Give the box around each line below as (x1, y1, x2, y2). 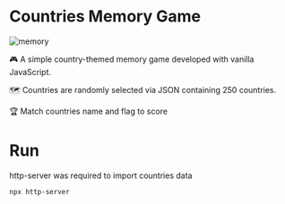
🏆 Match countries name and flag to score (9, 106, 168, 116)
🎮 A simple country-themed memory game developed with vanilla (9, 54, 255, 64)
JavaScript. (9, 66, 52, 77)
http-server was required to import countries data (9, 170, 193, 181)
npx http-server (9, 187, 70, 196)
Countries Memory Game (9, 6, 202, 27)
